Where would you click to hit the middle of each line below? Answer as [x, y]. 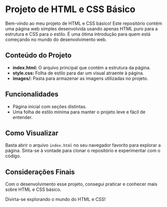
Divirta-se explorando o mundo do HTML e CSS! [55, 199]
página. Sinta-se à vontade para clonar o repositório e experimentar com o [83, 151]
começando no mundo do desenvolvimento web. [56, 39]
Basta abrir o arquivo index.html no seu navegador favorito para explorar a [83, 145]
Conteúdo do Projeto [38, 55]
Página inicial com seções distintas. [49, 106]
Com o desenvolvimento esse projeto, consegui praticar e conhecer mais [81, 184]
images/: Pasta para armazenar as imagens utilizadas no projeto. [80, 78]
